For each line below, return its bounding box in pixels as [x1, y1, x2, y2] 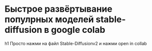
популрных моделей [4, 14, 94, 25]
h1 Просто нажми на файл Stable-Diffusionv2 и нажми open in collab [4, 40, 147, 46]
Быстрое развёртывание [4, 3, 113, 15]
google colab [51, 25, 105, 35]
